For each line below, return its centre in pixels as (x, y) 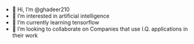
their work (25, 35)
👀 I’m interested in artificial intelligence (61, 16)
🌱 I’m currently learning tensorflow (56, 22)
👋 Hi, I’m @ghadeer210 (41, 9)
